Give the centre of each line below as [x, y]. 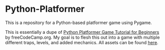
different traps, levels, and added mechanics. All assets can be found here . [82, 42]
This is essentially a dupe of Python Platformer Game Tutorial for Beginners [82, 32]
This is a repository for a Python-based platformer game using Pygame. [79, 23]
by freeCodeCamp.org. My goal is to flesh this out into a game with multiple [82, 37]
